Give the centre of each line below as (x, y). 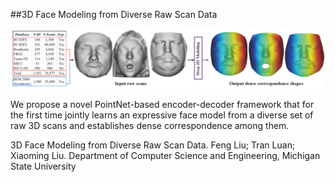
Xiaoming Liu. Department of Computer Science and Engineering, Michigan (165, 156)
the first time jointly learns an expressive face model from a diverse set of (162, 115)
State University (43, 166)
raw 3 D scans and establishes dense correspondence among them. (150, 126)
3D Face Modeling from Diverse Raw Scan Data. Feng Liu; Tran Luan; (153, 145)
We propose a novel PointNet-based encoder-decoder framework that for (162, 105)
